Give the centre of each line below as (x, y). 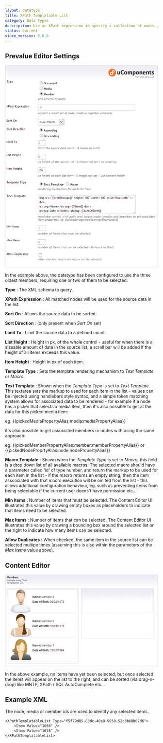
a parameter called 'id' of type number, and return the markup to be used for (81, 470)
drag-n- (147, 679)
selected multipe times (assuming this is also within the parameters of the (79, 545)
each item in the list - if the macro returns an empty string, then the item (77, 475)
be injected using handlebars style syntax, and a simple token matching (77, 396)
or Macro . (15, 377)
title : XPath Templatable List (37, 15)
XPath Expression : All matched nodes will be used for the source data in (78, 299)
